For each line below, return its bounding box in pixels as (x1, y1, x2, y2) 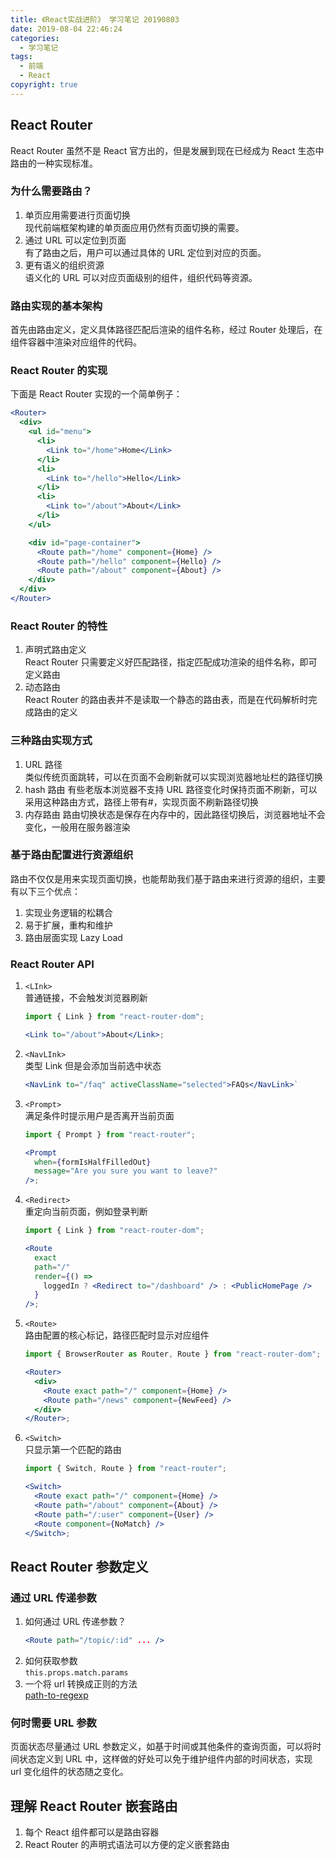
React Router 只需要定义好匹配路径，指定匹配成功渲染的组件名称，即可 (24, 656, 318, 668)
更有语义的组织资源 (24, 259, 105, 271)
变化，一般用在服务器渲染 (24, 821, 131, 833)
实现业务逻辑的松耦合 (24, 906, 113, 918)
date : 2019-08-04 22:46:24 (10, 24, 123, 34)
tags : (10, 52, 33, 62)
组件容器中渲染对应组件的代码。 (10, 336, 142, 348)
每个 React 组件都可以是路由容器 (24, 1826, 160, 1838)
